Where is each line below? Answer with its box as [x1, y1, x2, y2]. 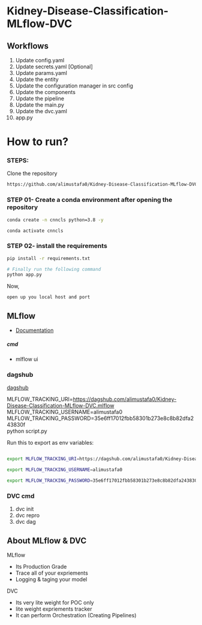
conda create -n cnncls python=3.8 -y [7, 217, 104, 223]
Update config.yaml [15, 57, 65, 64]
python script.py [7, 427, 47, 435]
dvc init [15, 505, 34, 513]
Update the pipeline [15, 95, 65, 102]
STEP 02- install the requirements [7, 241, 107, 250]
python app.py [7, 271, 43, 278]
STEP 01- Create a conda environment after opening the [7, 196, 173, 204]
